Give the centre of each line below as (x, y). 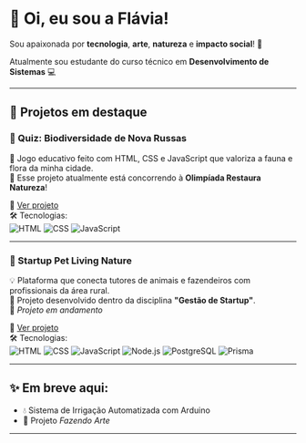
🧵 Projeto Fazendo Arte (66, 420)
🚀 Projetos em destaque (78, 113)
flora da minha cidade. (51, 168)
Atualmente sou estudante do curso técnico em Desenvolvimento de (139, 61)
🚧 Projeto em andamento (56, 310)
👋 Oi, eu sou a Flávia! (89, 19)
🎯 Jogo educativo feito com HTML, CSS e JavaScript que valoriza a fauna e (151, 158)
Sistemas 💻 (33, 71)
